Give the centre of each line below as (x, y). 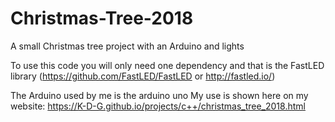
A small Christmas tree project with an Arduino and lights (127, 46)
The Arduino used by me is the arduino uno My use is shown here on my (159, 95)
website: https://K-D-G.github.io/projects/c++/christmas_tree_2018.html (158, 106)
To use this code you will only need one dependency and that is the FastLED (167, 65)
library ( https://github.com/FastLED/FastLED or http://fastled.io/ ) (143, 76)
